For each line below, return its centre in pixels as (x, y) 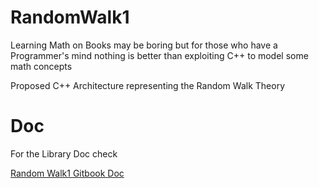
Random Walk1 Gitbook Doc (67, 173)
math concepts (41, 66)
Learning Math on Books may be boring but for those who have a (144, 45)
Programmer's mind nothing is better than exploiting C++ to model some (159, 55)
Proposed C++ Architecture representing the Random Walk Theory (148, 85)
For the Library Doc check (64, 153)
